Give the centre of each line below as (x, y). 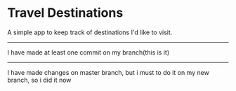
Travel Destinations (65, 13)
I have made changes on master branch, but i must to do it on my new (108, 72)
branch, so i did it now (39, 80)
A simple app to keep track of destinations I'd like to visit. (90, 32)
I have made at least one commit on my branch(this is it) (88, 52)
